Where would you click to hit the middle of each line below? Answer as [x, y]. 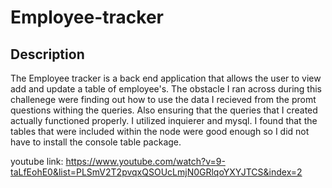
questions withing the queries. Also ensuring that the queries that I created [164, 110]
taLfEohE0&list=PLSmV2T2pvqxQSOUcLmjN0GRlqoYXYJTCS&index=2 [156, 172]
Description [47, 54]
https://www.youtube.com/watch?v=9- [145, 161]
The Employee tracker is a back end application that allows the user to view [166, 78]
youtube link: [37, 161]
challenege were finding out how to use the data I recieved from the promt [163, 99]
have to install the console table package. [96, 142]
